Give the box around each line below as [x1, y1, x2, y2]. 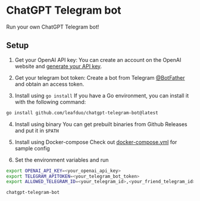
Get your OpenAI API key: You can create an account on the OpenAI [14, 56, 182, 63]
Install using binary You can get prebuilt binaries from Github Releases [14, 120, 187, 128]
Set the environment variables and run [14, 156, 109, 164]
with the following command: [14, 98, 86, 105]
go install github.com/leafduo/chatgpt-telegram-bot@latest [6, 109, 159, 116]
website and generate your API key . [14, 62, 102, 70]
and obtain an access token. [14, 80, 85, 87]
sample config [14, 145, 51, 152]
